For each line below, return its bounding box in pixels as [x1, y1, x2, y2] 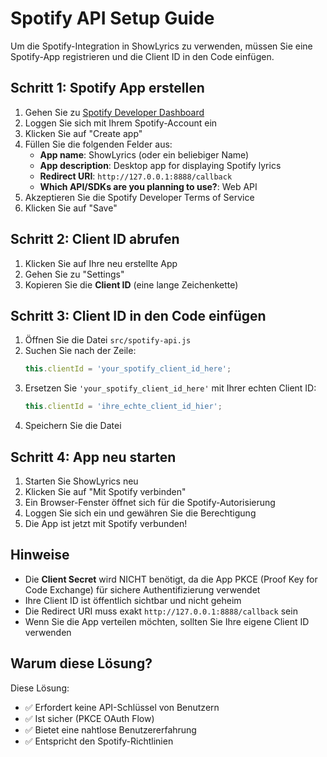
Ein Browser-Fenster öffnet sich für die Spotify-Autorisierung [24, 496, 276, 508]
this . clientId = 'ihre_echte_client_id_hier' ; [24, 402, 223, 412]
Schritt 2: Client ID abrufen [10, 231, 180, 248]
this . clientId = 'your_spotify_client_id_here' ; [24, 364, 232, 374]
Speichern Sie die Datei [24, 420, 122, 432]
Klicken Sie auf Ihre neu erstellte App [24, 257, 178, 269]
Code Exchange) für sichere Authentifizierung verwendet [24, 583, 261, 596]
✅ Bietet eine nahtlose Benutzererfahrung [24, 723, 197, 736]
